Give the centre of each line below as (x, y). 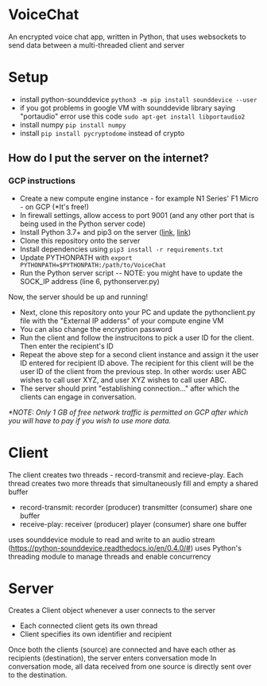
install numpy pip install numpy (73, 124)
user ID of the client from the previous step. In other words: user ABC (133, 371)
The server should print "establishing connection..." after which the (130, 388)
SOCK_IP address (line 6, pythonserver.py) (90, 281)
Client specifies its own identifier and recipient (96, 634)
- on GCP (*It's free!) (54, 207)
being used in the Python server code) (83, 224)
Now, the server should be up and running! (78, 297)
